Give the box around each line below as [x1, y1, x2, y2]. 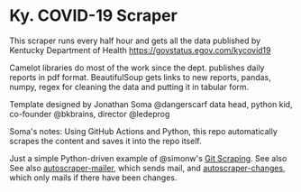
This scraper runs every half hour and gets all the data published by [9, 35, 261, 46]
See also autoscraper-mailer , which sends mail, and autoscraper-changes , [9, 162, 286, 173]
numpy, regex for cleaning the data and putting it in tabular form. [9, 81, 250, 92]
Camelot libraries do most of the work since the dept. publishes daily [9, 62, 265, 73]
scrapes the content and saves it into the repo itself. [9, 135, 202, 146]
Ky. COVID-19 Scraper [9, 5, 178, 26]
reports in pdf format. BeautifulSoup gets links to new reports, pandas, [9, 71, 272, 82]
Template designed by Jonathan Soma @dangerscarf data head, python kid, [9, 98, 293, 109]
